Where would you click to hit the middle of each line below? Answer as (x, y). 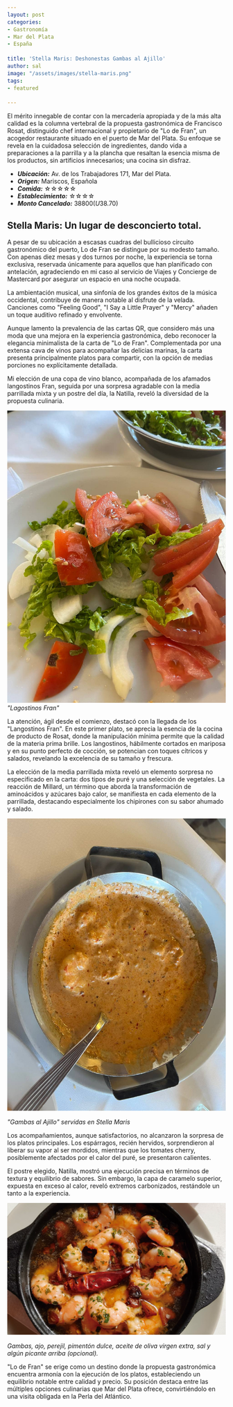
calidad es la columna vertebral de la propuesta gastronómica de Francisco (115, 124)
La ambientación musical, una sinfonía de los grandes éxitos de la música (112, 293)
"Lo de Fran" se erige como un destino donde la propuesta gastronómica (112, 1367)
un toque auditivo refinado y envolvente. (65, 315)
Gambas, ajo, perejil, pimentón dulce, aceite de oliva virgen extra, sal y (109, 1346)
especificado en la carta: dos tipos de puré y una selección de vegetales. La (116, 779)
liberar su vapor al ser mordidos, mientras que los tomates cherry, (102, 1150)
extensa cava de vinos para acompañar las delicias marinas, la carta (105, 351)
